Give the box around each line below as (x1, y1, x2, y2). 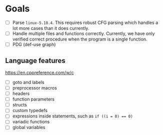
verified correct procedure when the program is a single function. (12, 36, 147, 42)
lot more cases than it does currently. (12, 25, 89, 31)
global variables (12, 124, 45, 130)
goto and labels (12, 79, 44, 85)
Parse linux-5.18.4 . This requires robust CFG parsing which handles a (12, 19, 158, 25)
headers (12, 90, 30, 96)
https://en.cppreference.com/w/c (5, 69, 74, 75)
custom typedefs (12, 107, 47, 113)
